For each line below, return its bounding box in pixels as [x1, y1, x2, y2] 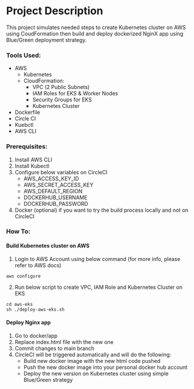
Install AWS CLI [14, 156, 52, 163]
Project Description [6, 4, 104, 18]
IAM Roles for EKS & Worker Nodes [32, 90, 118, 97]
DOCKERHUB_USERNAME [23, 194, 88, 201]
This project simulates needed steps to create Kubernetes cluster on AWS [6, 24, 186, 31]
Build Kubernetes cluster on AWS [6, 242, 90, 250]
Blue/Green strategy [23, 376, 73, 383]
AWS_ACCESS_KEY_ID [23, 175, 79, 182]
